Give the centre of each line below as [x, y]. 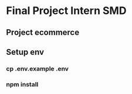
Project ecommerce [43, 32]
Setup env [25, 52]
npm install [22, 84]
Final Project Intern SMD [66, 11]
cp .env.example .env [38, 68]
